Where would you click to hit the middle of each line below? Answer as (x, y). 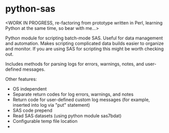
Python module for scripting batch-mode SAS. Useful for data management (84, 38)
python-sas (30, 9)
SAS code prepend (32, 110)
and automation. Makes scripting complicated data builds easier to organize (84, 43)
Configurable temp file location (45, 121)
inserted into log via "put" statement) (51, 105)
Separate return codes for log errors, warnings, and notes (73, 94)
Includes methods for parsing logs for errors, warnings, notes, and (75, 64)
